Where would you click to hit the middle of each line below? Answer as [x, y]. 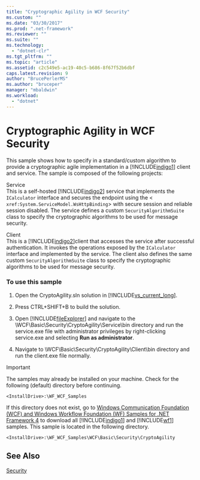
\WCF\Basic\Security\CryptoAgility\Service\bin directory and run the [99, 324]
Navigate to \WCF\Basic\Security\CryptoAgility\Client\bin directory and [102, 349]
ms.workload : [22, 96]
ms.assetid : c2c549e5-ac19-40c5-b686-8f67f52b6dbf [71, 68]
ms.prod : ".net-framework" [40, 29]
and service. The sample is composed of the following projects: [85, 173]
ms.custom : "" [24, 17]
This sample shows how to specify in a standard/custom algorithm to [91, 160]
